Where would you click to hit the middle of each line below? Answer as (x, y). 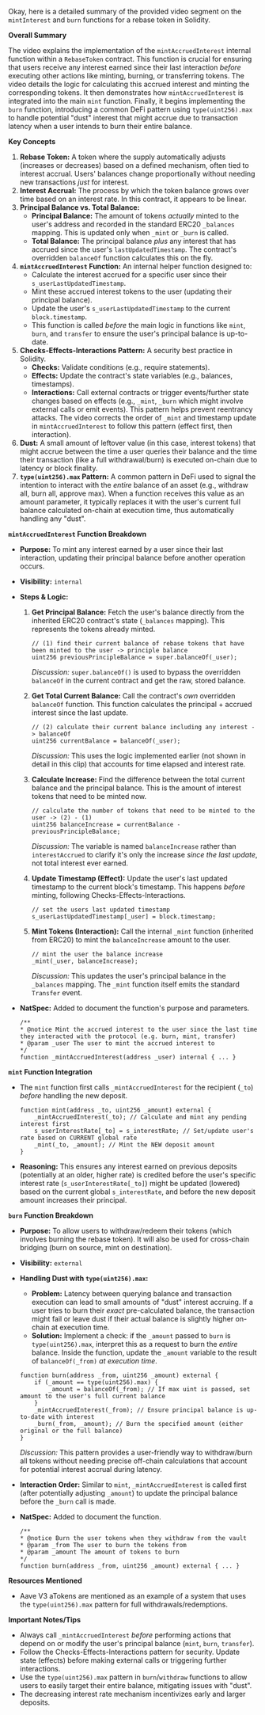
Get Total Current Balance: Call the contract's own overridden (133, 696)
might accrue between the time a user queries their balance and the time (138, 451)
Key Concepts (32, 141)
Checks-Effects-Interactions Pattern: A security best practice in (126, 350)
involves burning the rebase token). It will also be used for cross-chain (134, 1239)
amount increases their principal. (73, 1200)
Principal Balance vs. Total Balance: (79, 207)
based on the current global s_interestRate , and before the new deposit (137, 1192)
